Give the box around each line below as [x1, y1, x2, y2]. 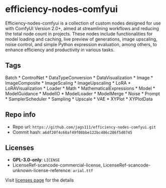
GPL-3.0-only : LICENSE [12, 157, 60, 163]
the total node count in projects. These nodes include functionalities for [5, 31, 153, 37]
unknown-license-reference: [12, 167, 72, 173]
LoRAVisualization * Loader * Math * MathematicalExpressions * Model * [5, 85, 155, 91]
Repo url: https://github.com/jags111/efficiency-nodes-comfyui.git [12, 124, 156, 130]
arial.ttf [72, 168, 93, 173]
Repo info [5, 110, 36, 119]
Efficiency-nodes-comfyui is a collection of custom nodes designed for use [5, 20, 161, 26]
